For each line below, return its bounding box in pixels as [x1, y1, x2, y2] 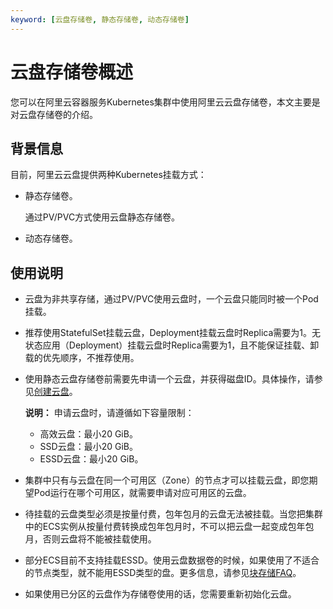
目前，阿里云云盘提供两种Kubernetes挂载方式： [10, 169, 207, 181]
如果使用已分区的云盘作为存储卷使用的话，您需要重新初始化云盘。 [24, 588, 297, 600]
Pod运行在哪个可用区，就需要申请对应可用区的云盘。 [33, 487, 252, 499]
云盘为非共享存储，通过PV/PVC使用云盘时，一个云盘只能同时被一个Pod [24, 293, 319, 305]
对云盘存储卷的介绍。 [10, 108, 98, 120]
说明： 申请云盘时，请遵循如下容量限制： [24, 407, 195, 419]
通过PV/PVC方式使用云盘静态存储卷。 [24, 211, 181, 223]
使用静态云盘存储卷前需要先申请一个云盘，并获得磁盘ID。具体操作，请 [24, 373, 315, 385]
